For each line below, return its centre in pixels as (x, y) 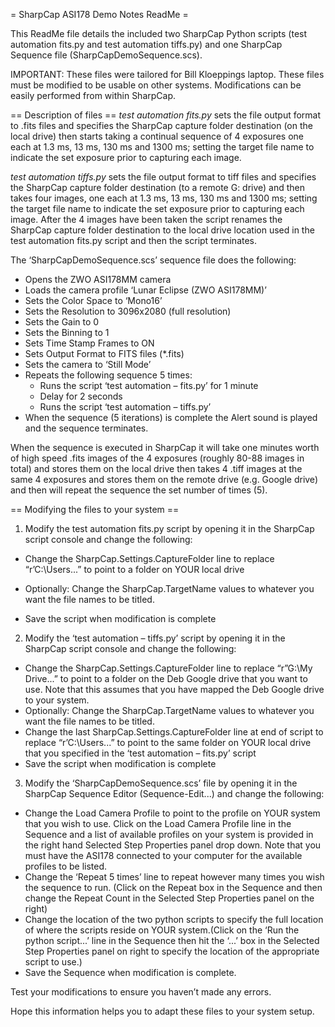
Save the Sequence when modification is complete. (130, 972)
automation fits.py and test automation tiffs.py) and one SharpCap (146, 44)
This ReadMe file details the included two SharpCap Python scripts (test (159, 33)
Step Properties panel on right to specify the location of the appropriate (172, 951)
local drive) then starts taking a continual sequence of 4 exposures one (157, 136)
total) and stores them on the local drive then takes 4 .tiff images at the (156, 468)
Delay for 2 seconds (81, 396)
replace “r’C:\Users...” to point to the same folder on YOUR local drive (168, 742)
